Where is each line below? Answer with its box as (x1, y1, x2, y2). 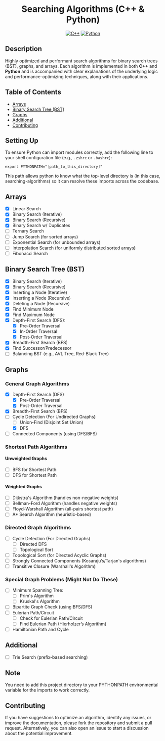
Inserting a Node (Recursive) (12, 295, 71, 301)
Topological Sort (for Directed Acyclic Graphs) (12, 552, 107, 558)
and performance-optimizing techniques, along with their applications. (5, 73, 149, 80)
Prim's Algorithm (19, 593, 54, 599)
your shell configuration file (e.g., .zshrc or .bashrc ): (5, 155, 112, 161)
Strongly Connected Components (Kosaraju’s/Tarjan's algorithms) (12, 557, 147, 563)
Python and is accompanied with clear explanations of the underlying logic (5, 68, 158, 74)
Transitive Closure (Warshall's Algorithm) (12, 563, 96, 569)
